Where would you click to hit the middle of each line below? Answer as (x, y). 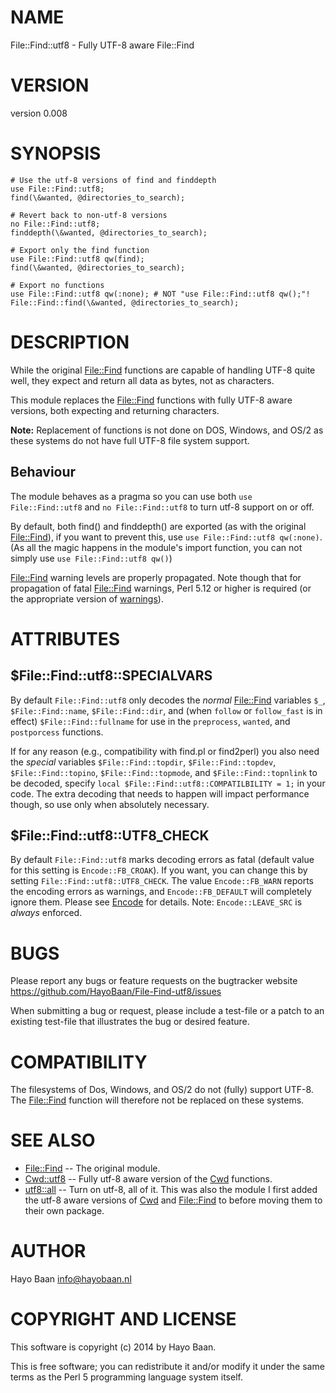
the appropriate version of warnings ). (87, 598)
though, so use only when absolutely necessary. (110, 804)
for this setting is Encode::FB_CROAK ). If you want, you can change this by (159, 870)
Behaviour (43, 472)
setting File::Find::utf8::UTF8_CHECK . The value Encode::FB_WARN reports (162, 881)
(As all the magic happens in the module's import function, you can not (156, 547)
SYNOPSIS (56, 153)
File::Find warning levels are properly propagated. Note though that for (156, 577)
